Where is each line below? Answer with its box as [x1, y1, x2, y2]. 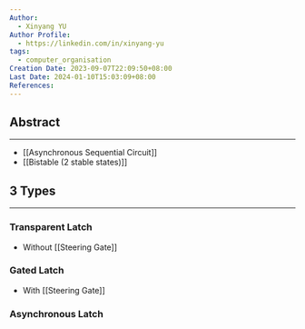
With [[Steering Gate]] [22, 284, 106, 295]
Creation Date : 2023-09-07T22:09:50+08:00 [9, 65, 172, 74]
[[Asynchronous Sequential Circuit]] [22, 147, 157, 158]
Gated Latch [9, 264, 64, 277]
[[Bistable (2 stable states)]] [22, 156, 128, 168]
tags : [9, 47, 30, 56]
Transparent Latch [9, 221, 93, 234]
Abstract [9, 115, 61, 130]
